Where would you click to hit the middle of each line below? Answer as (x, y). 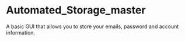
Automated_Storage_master (76, 10)
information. (21, 32)
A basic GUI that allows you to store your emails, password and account (92, 26)
